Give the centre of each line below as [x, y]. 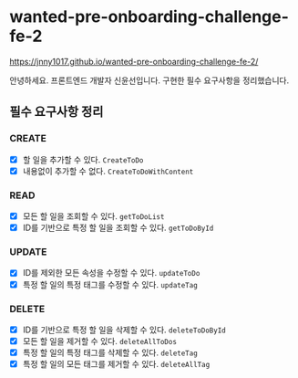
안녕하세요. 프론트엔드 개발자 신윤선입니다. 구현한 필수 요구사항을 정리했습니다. [149, 80]
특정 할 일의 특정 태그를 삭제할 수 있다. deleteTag [110, 352]
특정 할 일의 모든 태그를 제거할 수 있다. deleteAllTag [116, 364]
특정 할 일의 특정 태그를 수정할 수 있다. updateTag [110, 284]
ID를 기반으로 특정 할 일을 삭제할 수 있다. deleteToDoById [124, 330]
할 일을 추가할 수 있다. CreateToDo [83, 159]
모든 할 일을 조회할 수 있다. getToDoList [93, 216]
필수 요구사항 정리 [57, 112]
